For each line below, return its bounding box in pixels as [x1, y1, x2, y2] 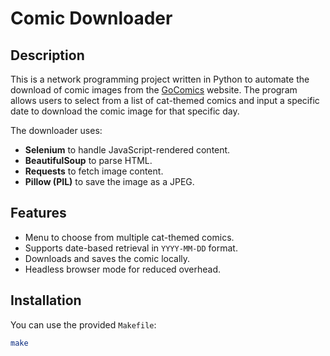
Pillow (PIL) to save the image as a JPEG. [24, 176, 195, 187]
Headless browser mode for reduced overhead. [24, 263, 222, 275]
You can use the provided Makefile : [10, 318, 157, 331]
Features [10, 205, 67, 222]
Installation [10, 292, 82, 309]
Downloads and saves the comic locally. [24, 252, 191, 264]
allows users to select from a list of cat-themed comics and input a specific [10, 95, 320, 106]
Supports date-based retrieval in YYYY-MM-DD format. [24, 242, 238, 254]
